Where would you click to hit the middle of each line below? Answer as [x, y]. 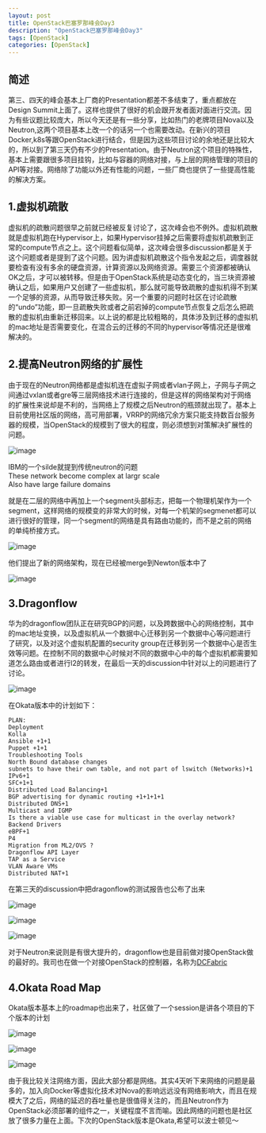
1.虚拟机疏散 [38, 207]
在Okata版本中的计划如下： [53, 706]
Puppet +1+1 [28, 748]
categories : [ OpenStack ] [49, 45]
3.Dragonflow [43, 603]
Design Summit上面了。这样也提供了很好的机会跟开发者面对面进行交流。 [127, 110]
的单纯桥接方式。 [36, 530]
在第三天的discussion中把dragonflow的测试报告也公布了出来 [107, 889]
